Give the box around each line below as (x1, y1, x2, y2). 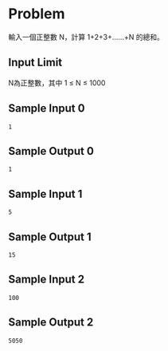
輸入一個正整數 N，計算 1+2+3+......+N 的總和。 (8, 32, 165, 41)
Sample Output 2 (8, 316, 94, 329)
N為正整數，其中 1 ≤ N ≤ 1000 (8, 77, 106, 88)
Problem (8, 5, 65, 23)
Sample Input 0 (8, 101, 85, 116)
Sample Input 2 (8, 273, 85, 286)
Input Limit (8, 56, 63, 69)
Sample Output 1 (8, 230, 92, 243)
